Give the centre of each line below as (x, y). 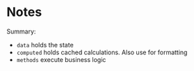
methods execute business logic (61, 59)
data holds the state (45, 45)
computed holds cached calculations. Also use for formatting (102, 52)
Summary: (21, 31)
